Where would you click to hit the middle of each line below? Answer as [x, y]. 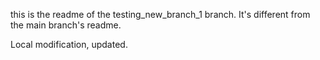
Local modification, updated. [69, 44]
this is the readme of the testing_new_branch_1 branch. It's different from [160, 14]
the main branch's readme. [66, 25]
